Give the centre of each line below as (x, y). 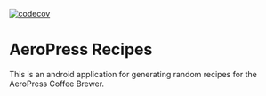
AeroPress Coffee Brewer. (57, 84)
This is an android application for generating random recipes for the (133, 74)
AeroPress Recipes (81, 50)
